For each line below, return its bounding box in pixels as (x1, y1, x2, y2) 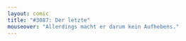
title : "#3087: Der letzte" (7, 17, 91, 24)
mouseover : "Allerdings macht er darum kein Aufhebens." (7, 23, 180, 30)
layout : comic (7, 10, 50, 17)
